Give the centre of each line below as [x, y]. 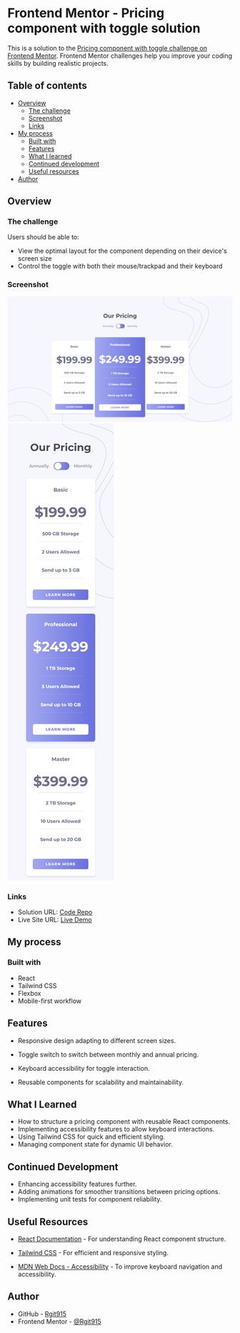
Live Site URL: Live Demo [55, 920]
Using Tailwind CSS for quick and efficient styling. [91, 1137]
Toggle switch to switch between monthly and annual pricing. [108, 1054]
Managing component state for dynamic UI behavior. [95, 1144]
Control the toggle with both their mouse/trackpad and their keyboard [120, 266]
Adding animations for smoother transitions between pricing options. [119, 1192]
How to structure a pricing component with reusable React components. [124, 1122]
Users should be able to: [44, 237]
